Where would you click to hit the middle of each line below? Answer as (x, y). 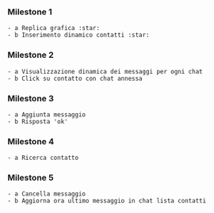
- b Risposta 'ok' (38, 121)
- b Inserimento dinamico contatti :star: (78, 35)
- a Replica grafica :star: (54, 29)
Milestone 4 (31, 141)
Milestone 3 (31, 98)
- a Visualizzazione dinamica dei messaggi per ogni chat (105, 71)
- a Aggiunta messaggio (47, 114)
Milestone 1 (30, 12)
